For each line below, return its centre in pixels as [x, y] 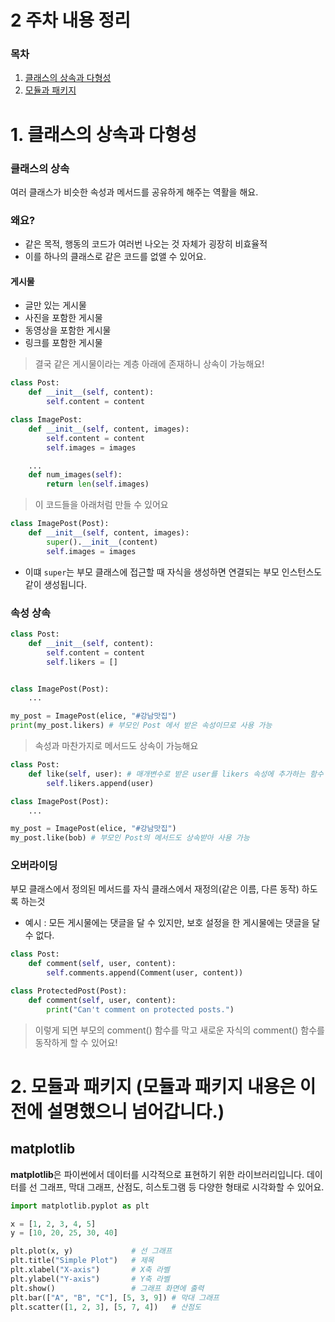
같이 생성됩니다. [55, 584]
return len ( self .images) [98, 484]
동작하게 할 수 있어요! [76, 1042]
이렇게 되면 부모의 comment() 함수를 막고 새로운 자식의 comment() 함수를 [179, 1030]
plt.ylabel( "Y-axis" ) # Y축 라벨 [90, 1279]
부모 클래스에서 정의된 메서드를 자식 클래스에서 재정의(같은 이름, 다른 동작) [155, 889]
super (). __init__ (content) [102, 542]
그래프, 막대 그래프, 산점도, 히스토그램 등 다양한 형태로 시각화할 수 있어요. [182, 1187]
